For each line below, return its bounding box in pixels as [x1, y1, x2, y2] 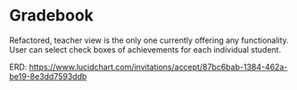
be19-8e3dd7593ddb [9, 70, 87, 81]
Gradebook [9, 5, 94, 26]
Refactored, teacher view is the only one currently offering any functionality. [9, 35, 290, 45]
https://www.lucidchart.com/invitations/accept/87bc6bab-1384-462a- [29, 61, 288, 72]
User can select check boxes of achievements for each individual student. [9, 44, 282, 54]
